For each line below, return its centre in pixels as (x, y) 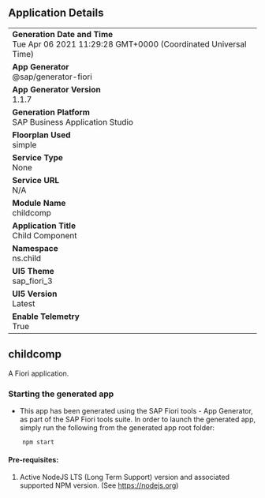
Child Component (45, 235)
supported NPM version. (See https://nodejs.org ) (99, 485)
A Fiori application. (39, 373)
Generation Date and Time (63, 34)
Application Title (44, 226)
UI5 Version (35, 294)
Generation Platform (51, 112)
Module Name (39, 203)
